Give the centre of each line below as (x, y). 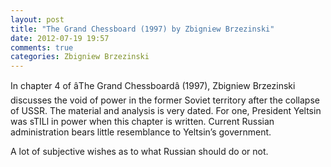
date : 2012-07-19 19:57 (60, 38)
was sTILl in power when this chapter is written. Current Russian (142, 122)
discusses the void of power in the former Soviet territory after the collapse (165, 100)
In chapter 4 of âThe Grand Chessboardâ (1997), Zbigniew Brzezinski (153, 86)
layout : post (37, 19)
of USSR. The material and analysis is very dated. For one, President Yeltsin (166, 111)
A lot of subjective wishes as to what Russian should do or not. (139, 152)
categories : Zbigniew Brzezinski (80, 57)
